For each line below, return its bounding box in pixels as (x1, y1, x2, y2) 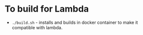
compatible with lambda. (11, 24, 63, 30)
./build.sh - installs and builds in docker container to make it (11, 19, 138, 25)
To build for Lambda (4, 3, 89, 15)
